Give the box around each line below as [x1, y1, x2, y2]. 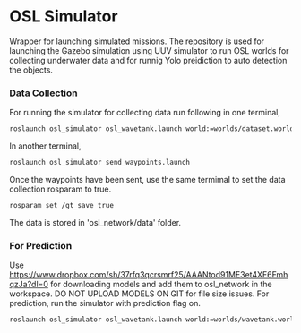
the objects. [9, 64, 54, 75]
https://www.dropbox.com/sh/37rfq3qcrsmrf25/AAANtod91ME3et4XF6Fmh [9, 269, 288, 280]
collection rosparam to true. [9, 184, 112, 194]
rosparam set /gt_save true [9, 201, 115, 209]
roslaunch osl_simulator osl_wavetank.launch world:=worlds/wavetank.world [9, 315, 298, 324]
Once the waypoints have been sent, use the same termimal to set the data [9, 174, 286, 184]
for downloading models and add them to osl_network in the [50, 279, 272, 290]
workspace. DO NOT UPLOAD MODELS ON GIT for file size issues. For [9, 288, 270, 299]
